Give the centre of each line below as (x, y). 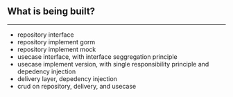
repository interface (45, 35)
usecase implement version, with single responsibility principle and (113, 64)
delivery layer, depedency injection (67, 78)
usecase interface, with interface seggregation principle (97, 56)
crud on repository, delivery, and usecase (77, 86)
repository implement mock (57, 49)
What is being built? (51, 11)
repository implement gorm (56, 42)
